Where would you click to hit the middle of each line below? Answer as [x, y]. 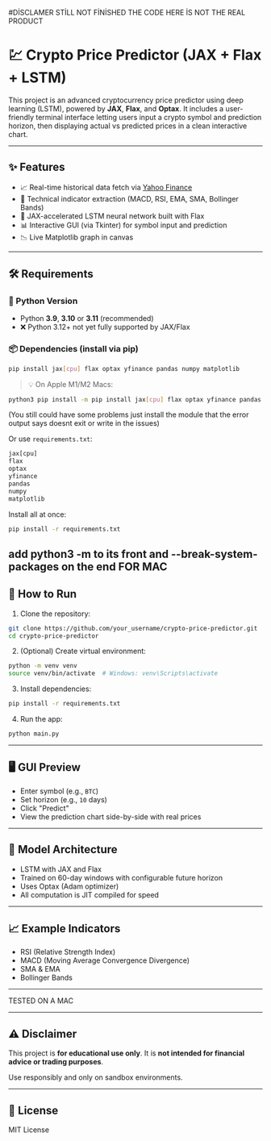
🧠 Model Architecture [63, 850]
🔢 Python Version [43, 301]
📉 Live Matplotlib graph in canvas [77, 237]
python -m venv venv [43, 666]
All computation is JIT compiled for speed [90, 894]
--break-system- [214, 554]
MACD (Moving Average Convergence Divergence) [105, 960]
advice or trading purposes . [56, 1062]
